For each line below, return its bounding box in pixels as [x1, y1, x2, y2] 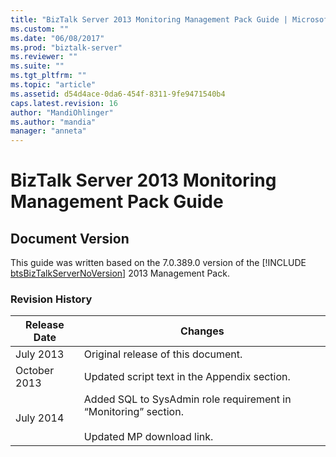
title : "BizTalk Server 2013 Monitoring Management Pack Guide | [10, 14, 288, 25]
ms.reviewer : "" [10, 52, 78, 62]
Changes [180, 324, 225, 338]
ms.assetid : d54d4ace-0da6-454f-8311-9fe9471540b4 [10, 89, 226, 99]
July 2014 [15, 411, 65, 425]
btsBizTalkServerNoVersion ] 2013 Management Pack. [10, 267, 230, 280]
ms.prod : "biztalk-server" [10, 42, 123, 53]
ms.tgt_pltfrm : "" [10, 71, 87, 81]
